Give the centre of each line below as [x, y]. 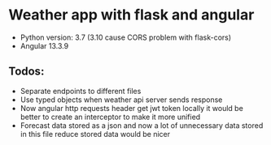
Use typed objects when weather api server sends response [121, 100]
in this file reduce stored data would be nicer [95, 134]
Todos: [26, 72]
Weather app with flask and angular [131, 15]
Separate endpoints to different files [81, 91]
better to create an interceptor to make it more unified [110, 117]
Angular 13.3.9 [44, 45]
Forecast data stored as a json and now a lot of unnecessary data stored [142, 125]
